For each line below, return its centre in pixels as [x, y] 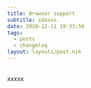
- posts [24, 39]
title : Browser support [41, 13]
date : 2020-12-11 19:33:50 [46, 26]
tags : [15, 33]
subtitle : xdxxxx [32, 20]
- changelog [31, 45]
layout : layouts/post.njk [44, 52]
